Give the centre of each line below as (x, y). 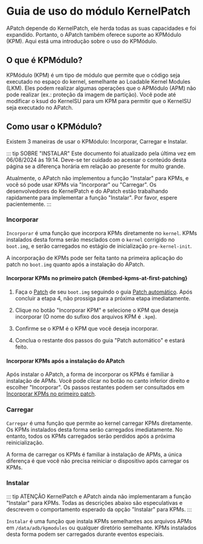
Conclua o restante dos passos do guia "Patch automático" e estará (100, 341)
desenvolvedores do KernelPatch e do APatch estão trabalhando (87, 191)
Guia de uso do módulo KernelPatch (98, 11)
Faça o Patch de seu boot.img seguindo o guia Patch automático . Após (104, 292)
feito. (22, 347)
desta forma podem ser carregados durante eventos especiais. (85, 534)
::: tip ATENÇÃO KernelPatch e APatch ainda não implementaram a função (99, 496)
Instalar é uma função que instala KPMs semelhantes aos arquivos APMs (99, 521)
